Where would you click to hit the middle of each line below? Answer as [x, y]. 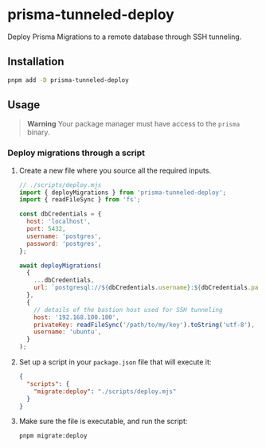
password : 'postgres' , [64, 243]
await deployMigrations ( [60, 265]
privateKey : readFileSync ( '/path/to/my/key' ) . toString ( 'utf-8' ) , [145, 325]
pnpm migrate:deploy [53, 436]
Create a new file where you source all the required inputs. [115, 170]
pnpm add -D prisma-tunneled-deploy [68, 80]
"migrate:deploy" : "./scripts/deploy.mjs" [105, 392]
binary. [38, 132]
